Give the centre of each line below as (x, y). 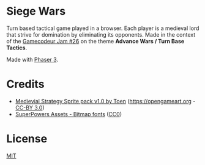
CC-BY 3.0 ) (30, 108)
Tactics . (17, 48)
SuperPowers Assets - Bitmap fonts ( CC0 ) (69, 114)
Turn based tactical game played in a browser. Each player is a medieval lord (103, 28)
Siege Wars (36, 11)
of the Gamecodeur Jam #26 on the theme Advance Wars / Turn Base (95, 41)
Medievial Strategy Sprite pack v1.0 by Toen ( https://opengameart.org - (105, 101)
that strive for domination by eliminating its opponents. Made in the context (101, 34)
